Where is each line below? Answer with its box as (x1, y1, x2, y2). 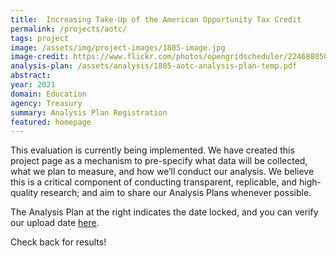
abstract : (10, 71, 52, 81)
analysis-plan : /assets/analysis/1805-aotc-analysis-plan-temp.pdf (10, 61, 298, 71)
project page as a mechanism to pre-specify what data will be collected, (10, 155, 308, 167)
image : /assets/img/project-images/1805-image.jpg (10, 42, 226, 53)
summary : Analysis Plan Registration (10, 107, 168, 118)
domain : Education (10, 89, 87, 99)
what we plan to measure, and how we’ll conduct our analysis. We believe (10, 166, 315, 178)
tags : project (10, 33, 70, 43)
